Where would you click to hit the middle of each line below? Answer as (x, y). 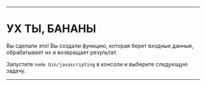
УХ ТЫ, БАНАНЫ (51, 29)
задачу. (16, 71)
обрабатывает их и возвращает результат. (62, 52)
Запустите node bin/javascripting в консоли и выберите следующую (97, 64)
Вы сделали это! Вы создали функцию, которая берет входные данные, (100, 45)
